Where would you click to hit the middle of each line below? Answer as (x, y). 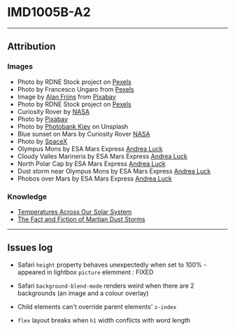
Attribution (31, 47)
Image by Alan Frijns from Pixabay (67, 97)
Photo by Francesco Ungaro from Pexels (76, 89)
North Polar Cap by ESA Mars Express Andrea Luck (91, 163)
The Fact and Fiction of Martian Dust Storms (81, 219)
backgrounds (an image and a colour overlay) (83, 293)
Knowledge (27, 197)
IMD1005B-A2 (49, 12)
